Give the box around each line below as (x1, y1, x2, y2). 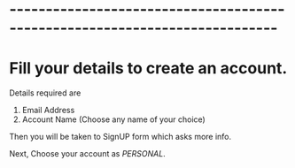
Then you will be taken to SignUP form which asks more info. (9, 132, 232, 142)
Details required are (9, 88, 82, 98)
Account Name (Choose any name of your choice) (21, 114, 206, 125)
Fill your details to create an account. (9, 58, 288, 79)
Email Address (21, 105, 75, 116)
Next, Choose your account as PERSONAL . (9, 149, 166, 159)
